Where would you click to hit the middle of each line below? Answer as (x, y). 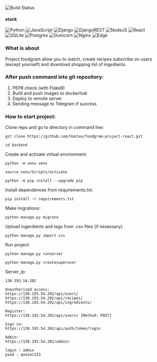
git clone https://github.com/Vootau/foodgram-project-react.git (74, 136)
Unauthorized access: (27, 290)
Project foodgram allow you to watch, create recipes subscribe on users (79, 59)
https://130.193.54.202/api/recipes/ (44, 298)
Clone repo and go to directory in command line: (54, 127)
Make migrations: (23, 208)
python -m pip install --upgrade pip (44, 181)
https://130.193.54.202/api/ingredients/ (49, 302)
